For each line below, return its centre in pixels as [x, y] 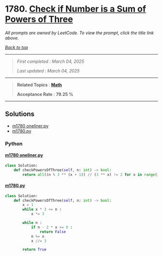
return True [35, 250]
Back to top [16, 47]
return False [53, 232]
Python [14, 144]
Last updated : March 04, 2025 [48, 71]
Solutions [20, 114]
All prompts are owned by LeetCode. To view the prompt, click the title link [80, 33]
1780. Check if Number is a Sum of [76, 9]
